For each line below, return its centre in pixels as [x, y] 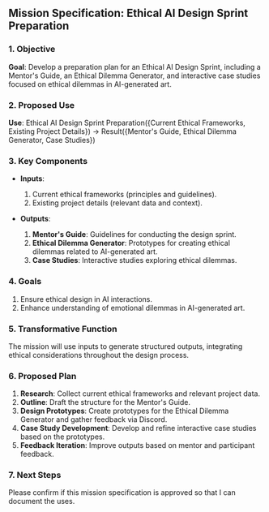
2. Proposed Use [42, 105]
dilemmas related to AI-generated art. [95, 252]
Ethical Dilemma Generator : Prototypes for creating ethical [131, 243]
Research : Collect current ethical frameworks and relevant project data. [140, 394]
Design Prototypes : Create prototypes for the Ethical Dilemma [124, 411]
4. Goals [25, 282]
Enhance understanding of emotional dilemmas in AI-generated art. [132, 308]
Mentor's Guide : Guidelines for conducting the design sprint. [134, 234]
